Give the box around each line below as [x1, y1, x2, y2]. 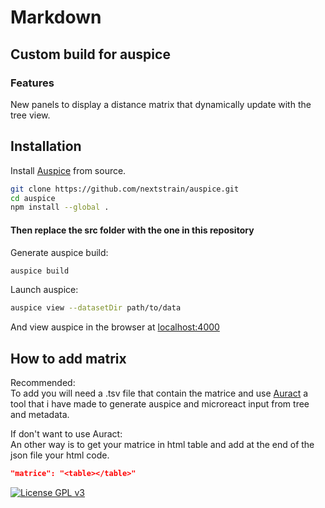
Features [10, 76, 55, 90]
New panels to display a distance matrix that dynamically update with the [10, 98, 312, 110]
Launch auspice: [10, 284, 79, 296]
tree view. [10, 109, 51, 121]
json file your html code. [10, 449, 110, 461]
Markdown [10, 6, 102, 29]
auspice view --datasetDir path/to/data [10, 303, 182, 313]
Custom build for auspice [10, 46, 171, 63]
